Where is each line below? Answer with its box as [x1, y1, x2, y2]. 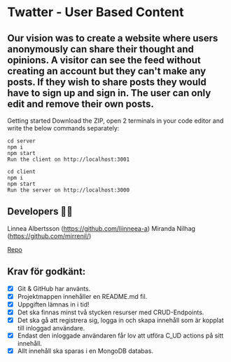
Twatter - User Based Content [7, 4, 184, 20]
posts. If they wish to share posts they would [7, 76, 206, 88]
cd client [7, 168, 36, 175]
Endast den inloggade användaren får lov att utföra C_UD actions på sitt [17, 331, 224, 340]
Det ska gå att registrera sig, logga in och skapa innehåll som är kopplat [17, 316, 224, 324]
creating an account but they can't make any [7, 65, 206, 77]
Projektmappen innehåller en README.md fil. [17, 292, 148, 300]
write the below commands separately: [7, 124, 120, 132]
